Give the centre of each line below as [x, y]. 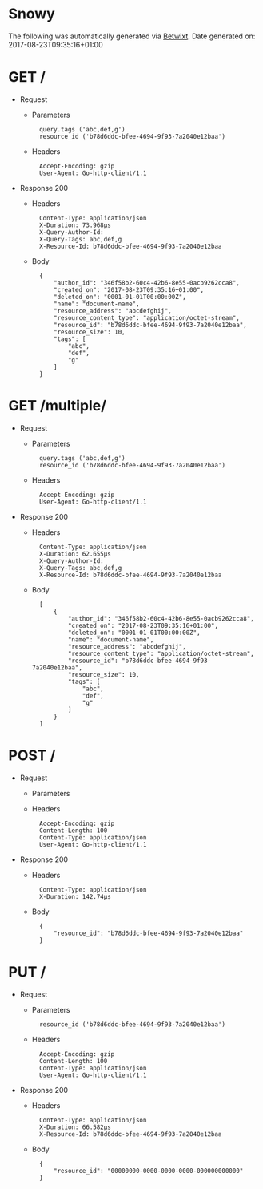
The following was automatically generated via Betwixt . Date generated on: [132, 36]
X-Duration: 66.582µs [75, 1127]
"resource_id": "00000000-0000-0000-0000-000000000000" [148, 1171]
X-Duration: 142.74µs [75, 896]
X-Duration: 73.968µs [75, 225]
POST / [32, 755]
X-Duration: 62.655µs [75, 554]
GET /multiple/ [57, 406]
